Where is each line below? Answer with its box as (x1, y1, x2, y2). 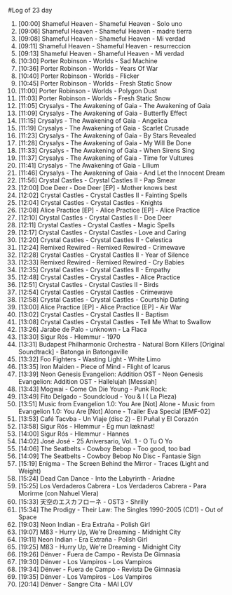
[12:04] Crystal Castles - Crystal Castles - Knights (18, 199, 163, 206)
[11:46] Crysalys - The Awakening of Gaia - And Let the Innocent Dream (18, 168, 225, 177)
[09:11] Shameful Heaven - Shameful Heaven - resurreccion (18, 42, 191, 50)
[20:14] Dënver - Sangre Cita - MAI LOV (18, 580, 133, 588)
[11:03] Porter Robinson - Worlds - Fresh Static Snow (18, 94, 171, 102)
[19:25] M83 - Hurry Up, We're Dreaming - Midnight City (18, 543, 182, 551)
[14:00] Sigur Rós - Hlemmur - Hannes (18, 429, 130, 438)
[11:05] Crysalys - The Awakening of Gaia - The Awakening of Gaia (18, 102, 211, 109)
